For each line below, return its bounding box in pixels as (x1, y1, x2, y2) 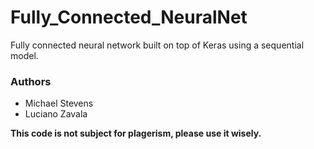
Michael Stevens (24, 97, 94, 110)
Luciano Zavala (24, 108, 88, 120)
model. (10, 49, 39, 61)
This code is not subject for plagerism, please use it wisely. (10, 127, 262, 140)
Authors (10, 74, 52, 88)
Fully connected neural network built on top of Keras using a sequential (10, 39, 305, 51)
